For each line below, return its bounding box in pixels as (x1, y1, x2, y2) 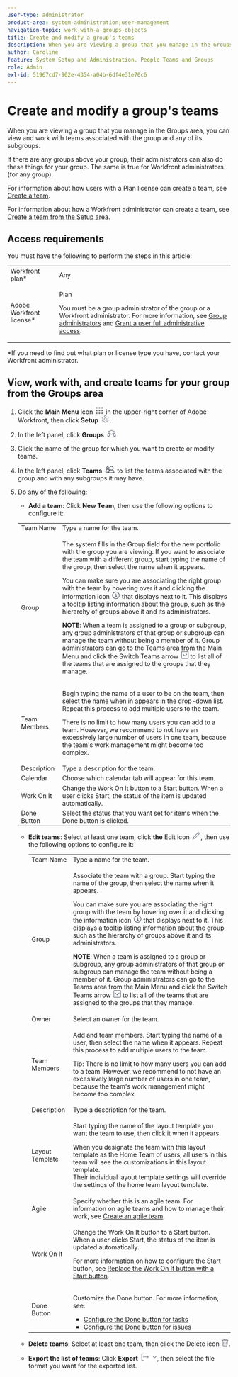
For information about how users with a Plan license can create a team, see (7, 184, 227, 192)
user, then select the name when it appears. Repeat (73, 1038, 223, 1047)
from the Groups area (7, 388, 104, 400)
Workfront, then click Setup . (17, 415, 112, 425)
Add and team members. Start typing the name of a (73, 1030, 222, 1039)
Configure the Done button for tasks (83, 1315, 189, 1324)
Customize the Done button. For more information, (73, 1294, 220, 1303)
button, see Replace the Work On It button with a (73, 1264, 215, 1272)
